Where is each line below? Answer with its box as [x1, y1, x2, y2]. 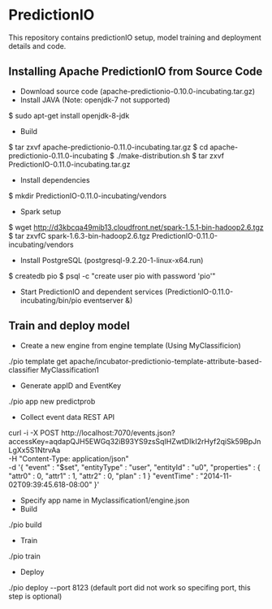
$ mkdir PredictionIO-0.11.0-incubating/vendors [8, 191, 167, 201]
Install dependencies [19, 175, 91, 184]
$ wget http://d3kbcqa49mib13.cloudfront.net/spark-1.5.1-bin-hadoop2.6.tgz [8, 222, 264, 232]
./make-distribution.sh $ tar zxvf [116, 150, 225, 160]
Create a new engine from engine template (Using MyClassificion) [19, 340, 241, 350]
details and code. [8, 41, 67, 50]
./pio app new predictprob [8, 396, 96, 406]
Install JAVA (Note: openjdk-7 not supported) [19, 95, 171, 105]
